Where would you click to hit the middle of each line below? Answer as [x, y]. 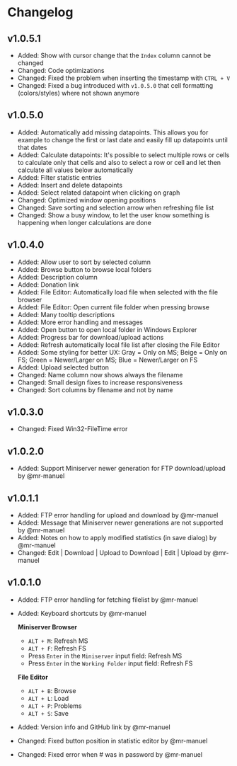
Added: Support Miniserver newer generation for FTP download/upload [122, 469]
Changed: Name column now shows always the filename [100, 375]
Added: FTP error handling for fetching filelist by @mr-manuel [108, 600]
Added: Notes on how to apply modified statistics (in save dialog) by [117, 538]
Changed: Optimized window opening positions [87, 200]
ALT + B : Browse [52, 690]
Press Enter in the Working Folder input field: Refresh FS [110, 663]
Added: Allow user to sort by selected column [84, 262]
